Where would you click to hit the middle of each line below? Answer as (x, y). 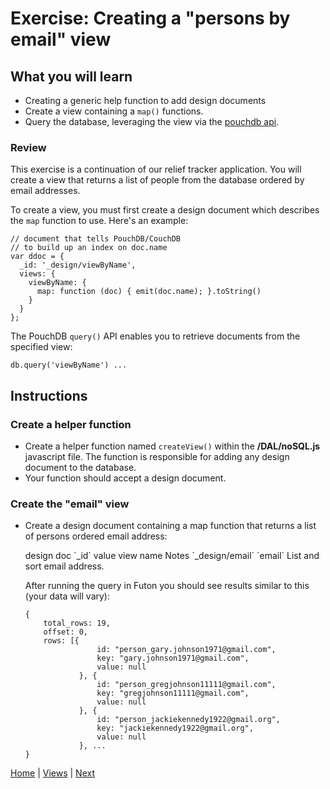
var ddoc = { (37, 257)
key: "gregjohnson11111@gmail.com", (173, 693)
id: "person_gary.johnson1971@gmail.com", (186, 650)
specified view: (41, 347)
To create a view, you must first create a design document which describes (165, 210)
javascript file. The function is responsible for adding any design (157, 456)
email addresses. (45, 191)
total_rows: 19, (77, 623)
